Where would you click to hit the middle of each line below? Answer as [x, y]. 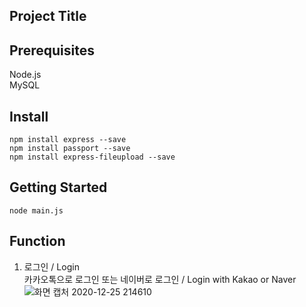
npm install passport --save [70, 149]
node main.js [36, 210]
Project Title [48, 16]
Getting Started [58, 187]
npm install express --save [68, 140]
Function [37, 241]
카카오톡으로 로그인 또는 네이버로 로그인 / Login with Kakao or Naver [160, 279]
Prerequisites [52, 50]
